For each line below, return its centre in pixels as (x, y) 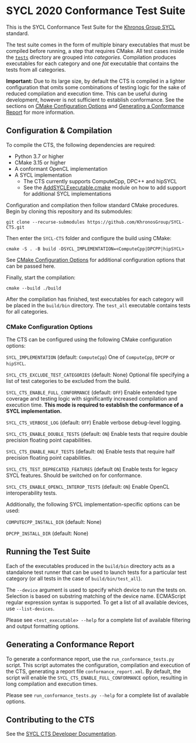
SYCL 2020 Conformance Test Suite (96, 11)
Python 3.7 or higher (39, 156)
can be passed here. (31, 266)
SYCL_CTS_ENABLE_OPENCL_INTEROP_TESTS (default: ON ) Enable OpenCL (88, 487)
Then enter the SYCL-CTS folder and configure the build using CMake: (89, 238)
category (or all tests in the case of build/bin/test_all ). (74, 578)
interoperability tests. (32, 493)
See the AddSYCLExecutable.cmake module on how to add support (104, 187)
